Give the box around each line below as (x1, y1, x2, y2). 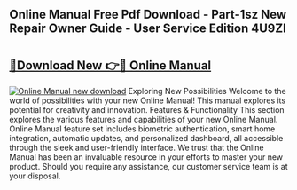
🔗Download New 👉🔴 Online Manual (9, 58, 212, 73)
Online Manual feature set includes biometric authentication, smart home (9, 123, 276, 134)
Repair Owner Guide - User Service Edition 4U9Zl (9, 21, 286, 36)
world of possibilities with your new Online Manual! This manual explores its (9, 95, 286, 106)
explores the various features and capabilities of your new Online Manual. (9, 115, 278, 124)
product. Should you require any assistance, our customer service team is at (9, 162, 288, 171)
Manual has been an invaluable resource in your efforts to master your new (9, 152, 284, 162)
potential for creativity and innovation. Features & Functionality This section (9, 105, 285, 115)
